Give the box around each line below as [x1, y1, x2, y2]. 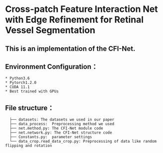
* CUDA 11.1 [5, 84, 30, 90]
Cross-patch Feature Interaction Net [5, 3, 158, 15]
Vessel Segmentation [5, 25, 95, 36]
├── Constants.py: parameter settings [9, 135, 92, 140]
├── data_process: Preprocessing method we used [9, 122, 114, 127]
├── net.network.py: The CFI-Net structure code [9, 130, 112, 135]
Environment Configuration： [5, 62, 98, 71]
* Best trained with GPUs [5, 89, 59, 94]
